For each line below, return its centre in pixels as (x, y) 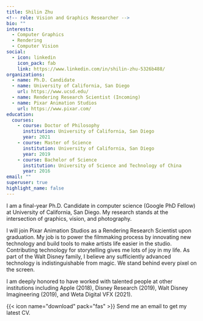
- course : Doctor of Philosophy (58, 126)
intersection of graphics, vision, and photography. (69, 218)
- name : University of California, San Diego (71, 86)
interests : (20, 29)
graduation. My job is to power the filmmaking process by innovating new (99, 237)
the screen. (21, 269)
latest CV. (18, 312)
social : (16, 52)
